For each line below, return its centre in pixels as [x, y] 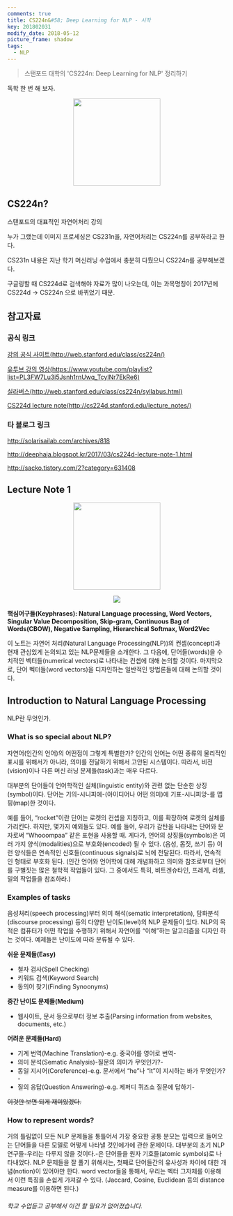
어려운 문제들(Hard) [34, 1038]
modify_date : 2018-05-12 [43, 33]
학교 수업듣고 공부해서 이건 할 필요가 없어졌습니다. [75, 1206]
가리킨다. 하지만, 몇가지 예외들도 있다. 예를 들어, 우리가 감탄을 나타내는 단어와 [112, 826]
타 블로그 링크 [29, 425]
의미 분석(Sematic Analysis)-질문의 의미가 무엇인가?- [90, 1062]
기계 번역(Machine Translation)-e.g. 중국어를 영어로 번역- [97, 1053]
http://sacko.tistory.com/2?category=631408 [71, 468]
